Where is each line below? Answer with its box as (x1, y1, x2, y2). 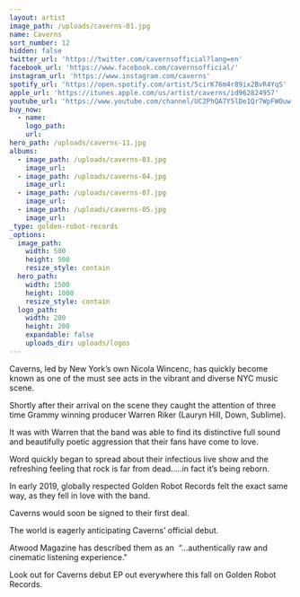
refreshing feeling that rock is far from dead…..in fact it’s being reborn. (9, 463, 270, 474)
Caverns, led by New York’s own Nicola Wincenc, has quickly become (9, 363, 269, 373)
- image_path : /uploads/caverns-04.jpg (17, 171, 167, 180)
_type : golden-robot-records (9, 222, 119, 231)
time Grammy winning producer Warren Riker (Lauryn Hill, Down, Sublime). (9, 409, 287, 420)
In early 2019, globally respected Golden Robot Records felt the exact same (9, 480, 288, 491)
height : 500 (25, 255, 70, 265)
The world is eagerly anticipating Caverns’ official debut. (9, 524, 219, 535)
